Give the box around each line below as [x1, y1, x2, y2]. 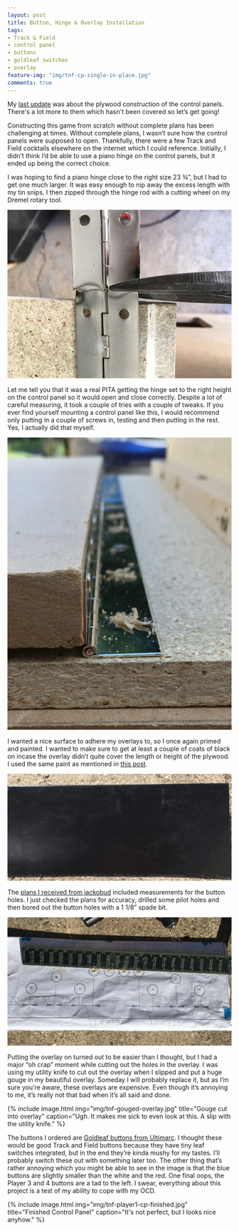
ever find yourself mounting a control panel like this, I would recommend [7, 408, 220, 416]
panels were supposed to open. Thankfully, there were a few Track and [7, 136, 216, 145]
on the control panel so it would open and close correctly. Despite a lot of [7, 393, 223, 401]
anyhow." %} [7, 1215, 45, 1224]
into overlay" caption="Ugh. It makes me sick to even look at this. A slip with [7, 1112, 231, 1121]
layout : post [7, 11, 46, 19]
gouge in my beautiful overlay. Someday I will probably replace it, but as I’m [7, 1075, 229, 1083]
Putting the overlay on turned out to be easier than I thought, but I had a [7, 1052, 218, 1061]
